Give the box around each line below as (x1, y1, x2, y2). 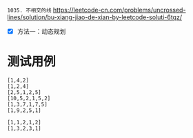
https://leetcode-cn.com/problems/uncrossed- (52, 6, 186, 14)
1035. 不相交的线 (7, 7, 52, 14)
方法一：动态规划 (17, 27, 66, 35)
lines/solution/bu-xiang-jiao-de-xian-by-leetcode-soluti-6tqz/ (7, 13, 183, 21)
